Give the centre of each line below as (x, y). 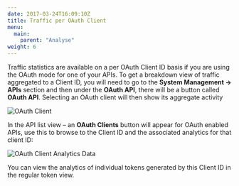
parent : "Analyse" (47, 40)
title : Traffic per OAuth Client (57, 21)
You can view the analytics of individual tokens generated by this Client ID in (119, 167)
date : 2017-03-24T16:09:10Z (49, 14)
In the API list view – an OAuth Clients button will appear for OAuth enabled (118, 125)
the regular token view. (41, 175)
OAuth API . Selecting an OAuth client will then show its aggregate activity (115, 97)
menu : (15, 27)
